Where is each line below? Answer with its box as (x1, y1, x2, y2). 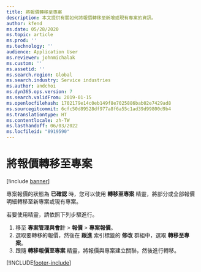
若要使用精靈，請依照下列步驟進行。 (6, 211, 98, 218)
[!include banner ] (6, 177, 50, 184)
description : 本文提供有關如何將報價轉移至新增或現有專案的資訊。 (6, 15, 156, 21)
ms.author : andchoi (6, 83, 56, 89)
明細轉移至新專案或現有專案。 (6, 197, 82, 205)
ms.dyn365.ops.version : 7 (6, 89, 72, 95)
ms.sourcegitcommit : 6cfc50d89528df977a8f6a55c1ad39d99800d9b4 (6, 105, 172, 112)
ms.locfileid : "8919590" (6, 129, 70, 135)
